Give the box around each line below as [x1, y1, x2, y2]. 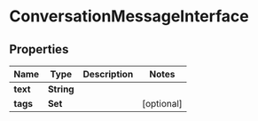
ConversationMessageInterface [9, 6, 250, 27]
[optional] [141, 98, 184, 109]
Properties [9, 42, 69, 57]
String [47, 83, 74, 95]
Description [82, 69, 134, 80]
